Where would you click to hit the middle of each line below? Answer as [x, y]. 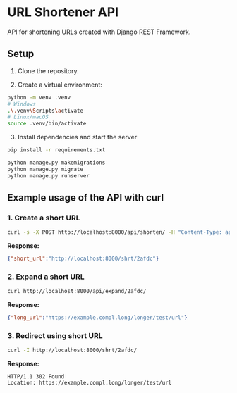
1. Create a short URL [44, 218]
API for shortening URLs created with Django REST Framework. [99, 32]
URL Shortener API [63, 12]
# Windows [22, 104]
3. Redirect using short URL [55, 336]
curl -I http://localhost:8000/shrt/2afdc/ [72, 350]
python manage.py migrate [45, 169]
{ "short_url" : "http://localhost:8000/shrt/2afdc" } [83, 259]
